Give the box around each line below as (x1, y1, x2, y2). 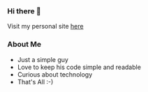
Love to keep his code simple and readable (17, 63, 142, 71)
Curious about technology (17, 70, 93, 79)
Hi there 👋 (7, 6, 42, 16)
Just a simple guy (17, 55, 68, 63)
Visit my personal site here (7, 22, 84, 31)
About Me (7, 40, 42, 49)
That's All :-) (17, 77, 54, 86)
